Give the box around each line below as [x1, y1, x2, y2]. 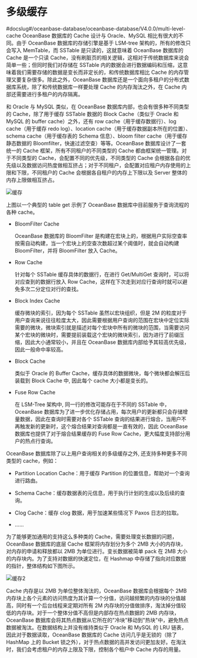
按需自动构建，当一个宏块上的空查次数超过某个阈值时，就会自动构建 [14, 240, 179, 247]
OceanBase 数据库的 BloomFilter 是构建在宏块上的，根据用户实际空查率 [14, 232, 188, 239]
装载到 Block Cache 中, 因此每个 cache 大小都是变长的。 [14, 377, 151, 384]
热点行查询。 [25, 437, 56, 444]
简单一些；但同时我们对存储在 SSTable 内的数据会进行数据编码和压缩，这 [6, 61, 183, 68]
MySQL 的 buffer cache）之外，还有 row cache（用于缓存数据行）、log [6, 118, 177, 125]
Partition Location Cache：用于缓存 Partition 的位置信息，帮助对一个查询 [14, 469, 190, 476]
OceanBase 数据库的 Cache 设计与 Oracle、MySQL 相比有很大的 [22, 32, 179, 39]
